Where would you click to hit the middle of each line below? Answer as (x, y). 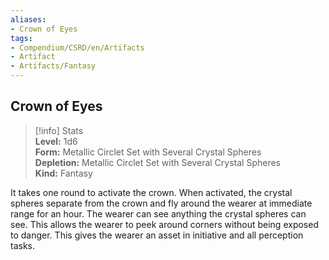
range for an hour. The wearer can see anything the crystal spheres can (158, 213)
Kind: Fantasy (63, 173)
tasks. (23, 245)
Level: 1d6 (56, 141)
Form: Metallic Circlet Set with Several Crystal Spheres (148, 152)
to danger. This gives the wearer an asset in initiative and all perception (157, 235)
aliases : (28, 19)
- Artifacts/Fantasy (53, 66)
